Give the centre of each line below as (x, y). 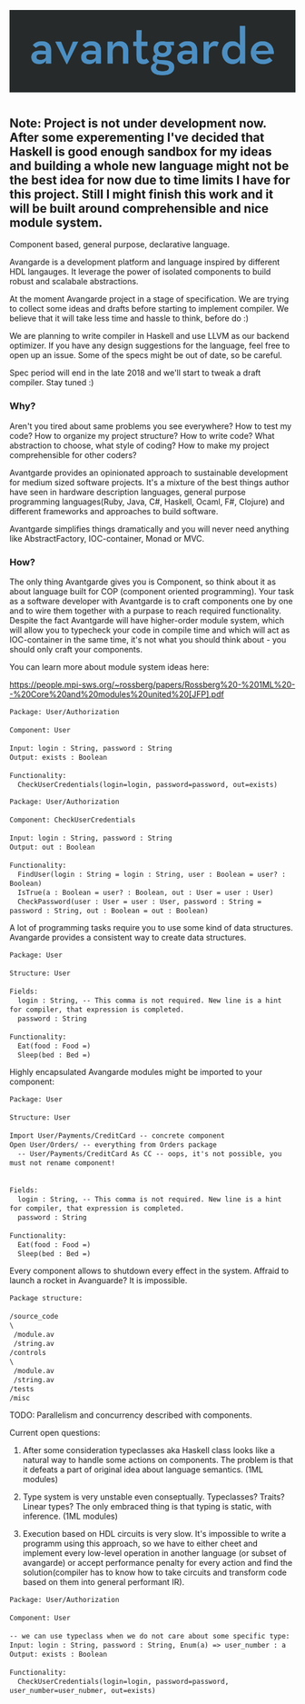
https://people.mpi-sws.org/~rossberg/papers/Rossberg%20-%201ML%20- (152, 685)
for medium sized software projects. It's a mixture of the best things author (149, 482)
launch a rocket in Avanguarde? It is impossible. (98, 1280)
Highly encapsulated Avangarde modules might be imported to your (136, 1072)
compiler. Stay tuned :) (52, 383)
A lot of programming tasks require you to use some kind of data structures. (151, 928)
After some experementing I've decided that (137, 138)
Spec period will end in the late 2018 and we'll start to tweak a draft (135, 373)
